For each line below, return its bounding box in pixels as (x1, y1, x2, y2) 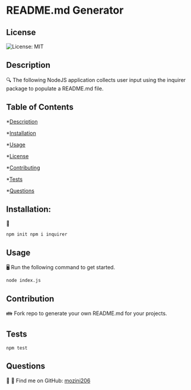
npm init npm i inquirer (6, 231, 68, 238)
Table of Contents (6, 102, 74, 112)
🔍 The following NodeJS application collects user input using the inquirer (6, 76, 186, 83)
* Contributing (6, 164, 40, 171)
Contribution (6, 294, 55, 304)
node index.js (6, 278, 42, 284)
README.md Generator (6, 4, 124, 17)
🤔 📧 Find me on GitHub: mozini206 (6, 377, 91, 384)
